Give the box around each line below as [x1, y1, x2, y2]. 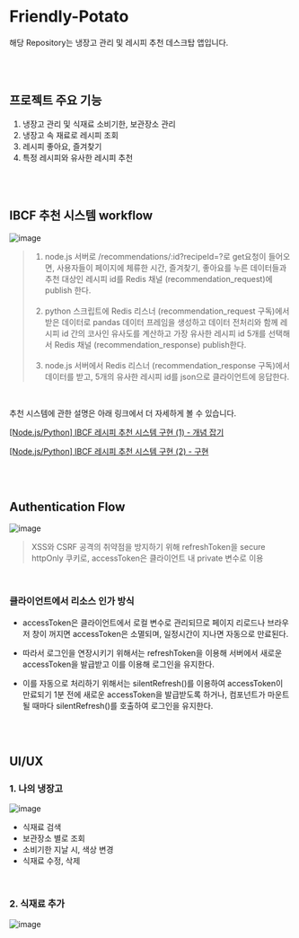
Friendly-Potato [9, 6, 129, 27]
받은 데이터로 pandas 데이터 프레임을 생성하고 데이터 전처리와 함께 [44, 316, 278, 327]
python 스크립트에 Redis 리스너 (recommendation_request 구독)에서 [44, 305, 290, 316]
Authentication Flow [9, 499, 126, 514]
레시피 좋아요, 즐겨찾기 [22, 141, 102, 152]
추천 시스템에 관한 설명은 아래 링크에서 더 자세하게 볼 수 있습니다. [9, 407, 237, 419]
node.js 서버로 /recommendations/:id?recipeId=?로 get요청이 [44, 251, 267, 261]
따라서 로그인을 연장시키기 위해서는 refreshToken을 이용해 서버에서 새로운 [22, 647, 283, 658]
